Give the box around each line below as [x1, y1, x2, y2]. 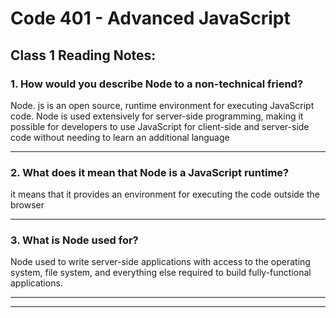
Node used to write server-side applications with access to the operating [10, 256, 311, 268]
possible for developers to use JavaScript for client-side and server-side [10, 120, 310, 132]
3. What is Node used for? [10, 233, 139, 247]
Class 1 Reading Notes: [10, 47, 157, 64]
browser [10, 199, 45, 211]
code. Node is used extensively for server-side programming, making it [10, 110, 304, 122]
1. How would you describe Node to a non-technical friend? [10, 77, 304, 91]
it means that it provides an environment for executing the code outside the [10, 188, 320, 201]
